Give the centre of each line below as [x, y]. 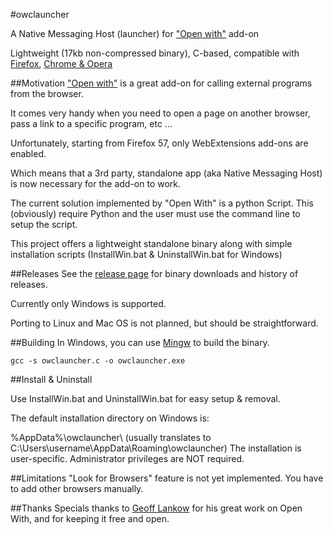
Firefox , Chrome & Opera [61, 63]
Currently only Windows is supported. [88, 303]
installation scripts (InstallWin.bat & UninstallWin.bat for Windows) [146, 254]
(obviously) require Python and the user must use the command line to [155, 213]
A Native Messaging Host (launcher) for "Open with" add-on [135, 33]
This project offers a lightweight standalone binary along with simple [151, 243]
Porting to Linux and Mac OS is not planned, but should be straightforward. [164, 323]
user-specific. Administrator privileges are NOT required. [127, 458]
